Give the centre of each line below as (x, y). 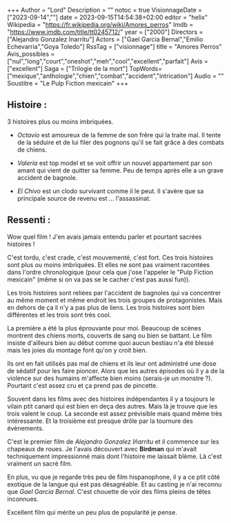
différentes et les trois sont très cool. (59, 315)
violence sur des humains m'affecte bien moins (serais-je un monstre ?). (110, 378)
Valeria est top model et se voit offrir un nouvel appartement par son (114, 163)
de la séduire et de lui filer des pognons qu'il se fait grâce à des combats (120, 142)
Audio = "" (209, 76)
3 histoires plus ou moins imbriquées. (60, 121)
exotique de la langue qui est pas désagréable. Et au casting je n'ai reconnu (114, 484)
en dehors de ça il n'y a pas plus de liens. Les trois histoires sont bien (106, 307)
